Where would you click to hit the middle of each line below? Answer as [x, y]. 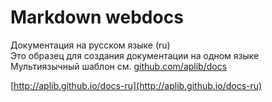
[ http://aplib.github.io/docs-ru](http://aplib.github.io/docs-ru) [136, 85]
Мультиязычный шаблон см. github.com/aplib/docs [119, 66]
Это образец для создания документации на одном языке [135, 55]
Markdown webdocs [97, 17]
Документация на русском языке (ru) [90, 45]
